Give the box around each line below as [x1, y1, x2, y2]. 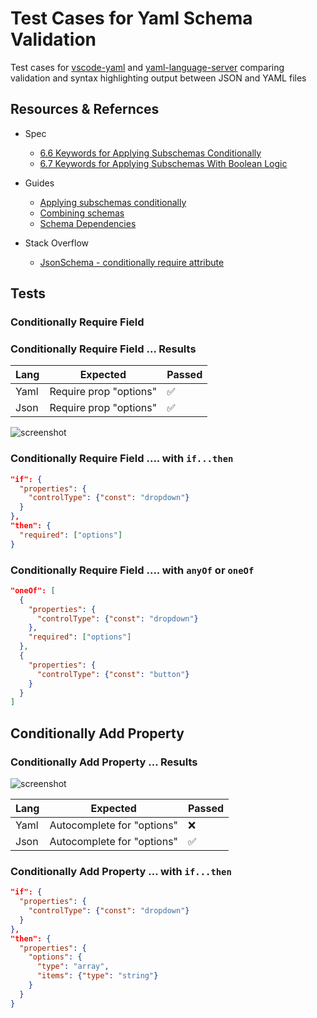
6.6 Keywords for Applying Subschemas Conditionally [39, 147, 262, 159]
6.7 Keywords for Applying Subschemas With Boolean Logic [39, 157, 288, 169]
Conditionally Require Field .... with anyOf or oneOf [10, 563, 255, 577]
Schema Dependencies [39, 217, 137, 229]
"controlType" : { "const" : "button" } [36, 669, 190, 679]
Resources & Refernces [10, 101, 160, 118]
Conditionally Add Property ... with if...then [10, 864, 232, 878]
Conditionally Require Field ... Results [10, 342, 197, 356]
